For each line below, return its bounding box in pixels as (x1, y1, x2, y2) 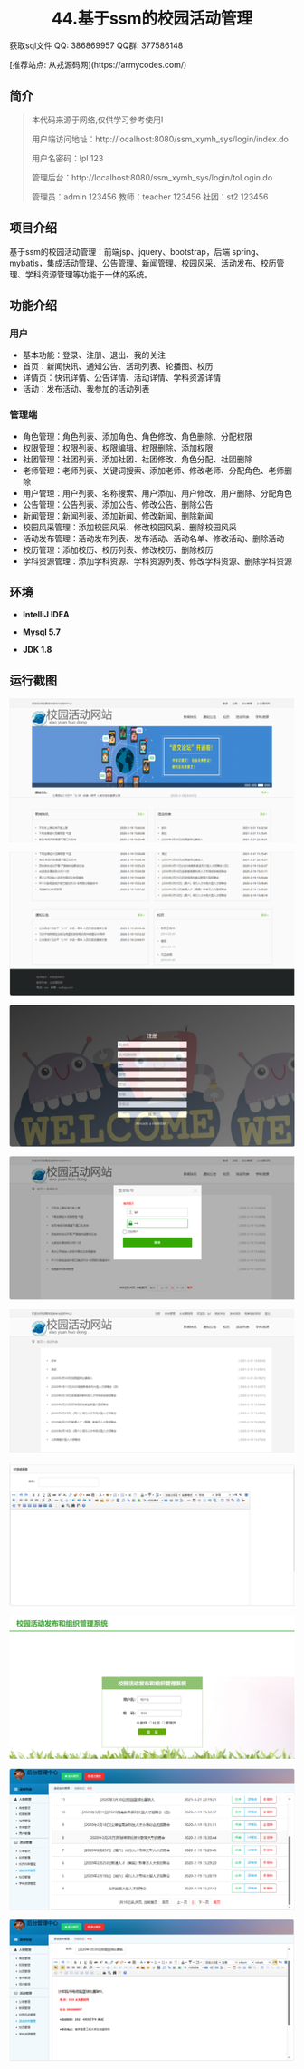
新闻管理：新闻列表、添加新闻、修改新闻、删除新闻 (22, 510, 214, 521)
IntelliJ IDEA (22, 609, 70, 620)
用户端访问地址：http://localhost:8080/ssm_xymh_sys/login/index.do (31, 133, 290, 144)
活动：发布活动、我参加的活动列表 (22, 384, 150, 394)
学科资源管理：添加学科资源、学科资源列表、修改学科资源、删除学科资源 (22, 555, 292, 567)
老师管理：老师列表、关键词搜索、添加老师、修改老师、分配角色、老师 (22, 464, 285, 476)
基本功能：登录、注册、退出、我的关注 (22, 350, 166, 361)
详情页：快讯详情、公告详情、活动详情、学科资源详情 (22, 373, 222, 384)
